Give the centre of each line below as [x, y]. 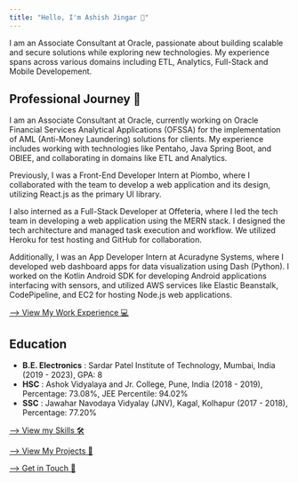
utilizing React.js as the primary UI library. [85, 194]
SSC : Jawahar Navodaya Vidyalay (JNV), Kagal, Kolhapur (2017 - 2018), [155, 403]
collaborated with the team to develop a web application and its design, [140, 185]
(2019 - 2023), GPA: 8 [62, 375]
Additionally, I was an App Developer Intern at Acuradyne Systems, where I [147, 257]
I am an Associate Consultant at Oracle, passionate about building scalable [146, 43]
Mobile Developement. [51, 71]
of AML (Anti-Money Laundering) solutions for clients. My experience [137, 140]
